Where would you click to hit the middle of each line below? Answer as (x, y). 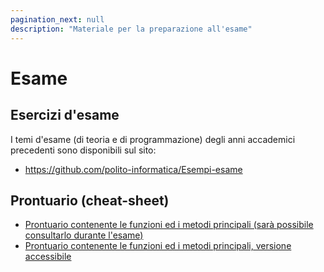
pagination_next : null (57, 19)
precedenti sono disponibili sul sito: (83, 150)
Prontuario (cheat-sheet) (90, 200)
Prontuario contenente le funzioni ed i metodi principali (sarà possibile (169, 225)
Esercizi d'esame (65, 115)
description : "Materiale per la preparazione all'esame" (131, 29)
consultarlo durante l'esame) (84, 235)
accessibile (48, 257)
